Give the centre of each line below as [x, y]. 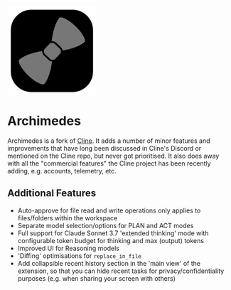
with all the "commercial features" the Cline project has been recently [109, 163]
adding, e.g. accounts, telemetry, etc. [62, 171]
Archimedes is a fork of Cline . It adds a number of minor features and [109, 141]
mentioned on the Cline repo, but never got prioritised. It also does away [113, 156]
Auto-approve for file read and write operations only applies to [109, 210]
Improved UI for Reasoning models [68, 248]
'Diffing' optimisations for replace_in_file [80, 256]
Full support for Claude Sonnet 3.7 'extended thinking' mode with [113, 233]
